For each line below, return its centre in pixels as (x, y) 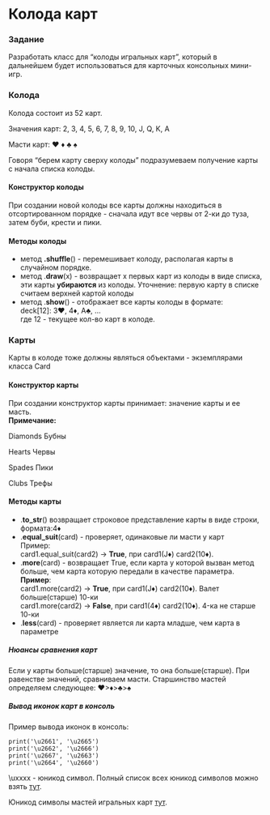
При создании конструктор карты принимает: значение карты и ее (124, 403)
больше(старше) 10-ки (59, 597)
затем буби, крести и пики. (55, 222)
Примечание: (32, 420)
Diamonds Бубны (37, 436)
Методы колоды (38, 241)
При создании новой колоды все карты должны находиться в (115, 205)
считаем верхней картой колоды (77, 293)
